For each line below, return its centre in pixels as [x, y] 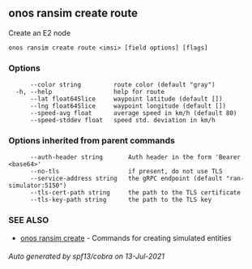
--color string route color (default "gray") [123, 85]
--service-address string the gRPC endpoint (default [126, 179]
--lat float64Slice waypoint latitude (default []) [126, 99]
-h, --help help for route [90, 92]
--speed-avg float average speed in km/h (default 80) [133, 113]
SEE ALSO [29, 220]
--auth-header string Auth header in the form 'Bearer [135, 157]
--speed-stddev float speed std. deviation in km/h [123, 121]
